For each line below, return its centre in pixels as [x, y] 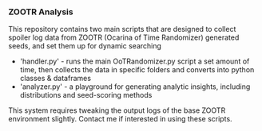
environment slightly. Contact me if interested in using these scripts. [121, 119]
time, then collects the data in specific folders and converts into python [137, 70]
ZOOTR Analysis [41, 12]
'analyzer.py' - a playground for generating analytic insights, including [135, 87]
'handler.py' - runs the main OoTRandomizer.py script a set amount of [135, 61]
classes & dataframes [56, 79]
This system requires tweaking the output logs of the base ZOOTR [117, 110]
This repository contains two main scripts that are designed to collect [122, 29]
